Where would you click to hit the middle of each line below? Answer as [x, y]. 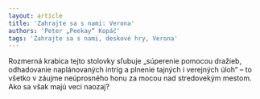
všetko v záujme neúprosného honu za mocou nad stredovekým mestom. [130, 78]
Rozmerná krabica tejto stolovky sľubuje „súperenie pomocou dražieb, [125, 61]
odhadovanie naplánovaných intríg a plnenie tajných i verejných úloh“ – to [130, 70]
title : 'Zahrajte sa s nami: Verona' [72, 23]
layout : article [35, 16]
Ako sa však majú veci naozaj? [59, 87]
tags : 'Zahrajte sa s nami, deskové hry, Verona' [93, 38]
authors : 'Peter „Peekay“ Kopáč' [64, 31]
